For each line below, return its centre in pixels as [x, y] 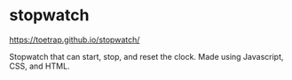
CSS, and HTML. [39, 66]
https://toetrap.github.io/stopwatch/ [75, 40]
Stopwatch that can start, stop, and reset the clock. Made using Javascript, [146, 56]
